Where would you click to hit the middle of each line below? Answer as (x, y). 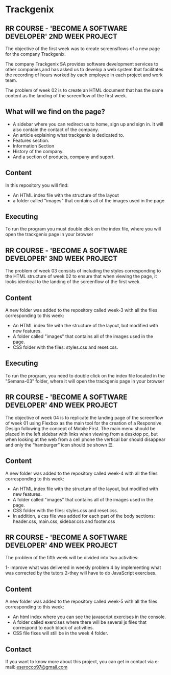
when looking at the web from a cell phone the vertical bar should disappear (86, 439)
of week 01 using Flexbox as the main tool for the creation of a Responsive (83, 423)
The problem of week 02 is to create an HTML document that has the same (84, 90)
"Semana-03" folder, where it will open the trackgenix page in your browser (85, 381)
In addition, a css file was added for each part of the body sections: (84, 516)
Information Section (33, 146)
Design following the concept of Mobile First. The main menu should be (80, 428)
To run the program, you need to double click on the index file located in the (85, 375)
